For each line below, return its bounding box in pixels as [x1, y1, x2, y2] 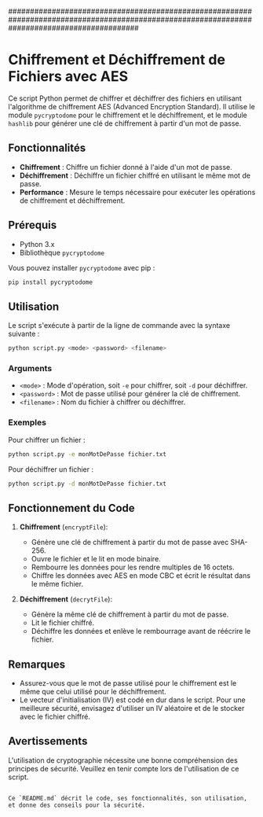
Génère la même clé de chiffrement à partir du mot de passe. [31, 609, 229, 620]
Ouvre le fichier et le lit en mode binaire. [31, 554, 161, 564]
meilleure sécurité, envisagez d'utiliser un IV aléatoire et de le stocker [19, 704, 245, 713]
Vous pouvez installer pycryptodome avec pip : [8, 263, 155, 272]
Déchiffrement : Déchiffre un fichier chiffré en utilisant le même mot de [19, 171, 251, 180]
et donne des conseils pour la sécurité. [8, 801, 146, 809]
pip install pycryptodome [8, 278, 93, 286]
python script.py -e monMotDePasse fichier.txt [8, 450, 167, 458]
